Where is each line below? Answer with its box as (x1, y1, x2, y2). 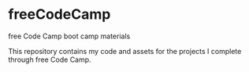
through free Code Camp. (8, 55, 92, 64)
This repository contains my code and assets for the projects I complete (8, 46, 242, 56)
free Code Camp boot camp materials (8, 31, 131, 41)
